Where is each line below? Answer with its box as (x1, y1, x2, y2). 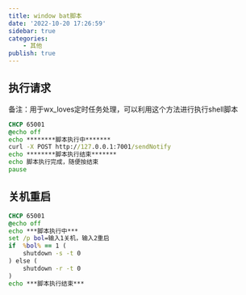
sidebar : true (8, 27, 56, 35)
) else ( (8, 257, 38, 265)
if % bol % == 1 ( (8, 242, 67, 251)
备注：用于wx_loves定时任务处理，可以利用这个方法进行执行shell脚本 (8, 104, 239, 114)
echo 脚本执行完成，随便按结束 (8, 158, 99, 166)
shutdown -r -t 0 (23, 264, 81, 272)
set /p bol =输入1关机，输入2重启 (8, 234, 110, 242)
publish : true (8, 49, 56, 57)
